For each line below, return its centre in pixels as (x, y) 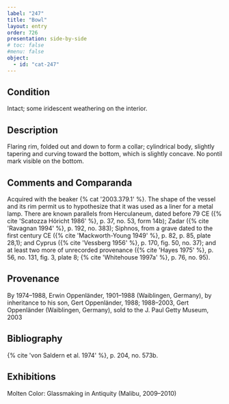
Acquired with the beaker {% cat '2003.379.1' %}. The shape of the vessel (111, 199)
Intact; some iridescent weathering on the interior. (78, 109)
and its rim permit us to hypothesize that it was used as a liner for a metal (110, 207)
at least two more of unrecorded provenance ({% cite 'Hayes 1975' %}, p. (110, 250)
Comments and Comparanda (70, 182)
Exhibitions (31, 377)
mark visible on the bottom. (45, 161)
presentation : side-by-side (47, 39)
